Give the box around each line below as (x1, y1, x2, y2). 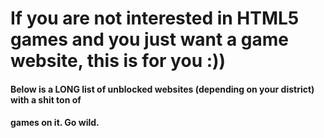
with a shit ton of (10, 93, 82, 106)
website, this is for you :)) (10, 50, 227, 72)
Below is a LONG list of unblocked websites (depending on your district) (10, 83, 315, 95)
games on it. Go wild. (10, 117, 100, 129)
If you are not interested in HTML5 (10, 7, 300, 30)
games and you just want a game (10, 28, 290, 51)
